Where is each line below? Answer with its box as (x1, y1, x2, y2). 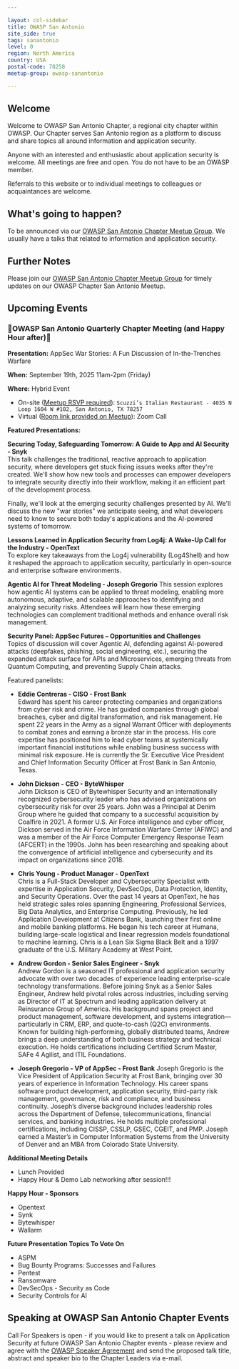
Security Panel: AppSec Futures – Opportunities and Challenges (7, 632, 201, 640)
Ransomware (17, 1276, 57, 1285)
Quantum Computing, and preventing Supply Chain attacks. (7, 662, 183, 670)
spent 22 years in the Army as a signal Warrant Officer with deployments (17, 720, 232, 729)
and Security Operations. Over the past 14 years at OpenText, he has (17, 892, 220, 900)
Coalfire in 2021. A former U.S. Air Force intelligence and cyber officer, (17, 817, 225, 826)
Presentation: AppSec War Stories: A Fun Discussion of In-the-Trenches (7, 349, 221, 357)
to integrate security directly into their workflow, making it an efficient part (7, 477, 225, 486)
